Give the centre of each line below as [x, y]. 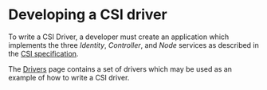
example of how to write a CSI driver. [69, 77]
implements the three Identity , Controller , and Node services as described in [133, 45]
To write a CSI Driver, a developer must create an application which [119, 37]
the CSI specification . [43, 53]
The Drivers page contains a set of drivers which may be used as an [120, 68]
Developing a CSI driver [88, 15]
